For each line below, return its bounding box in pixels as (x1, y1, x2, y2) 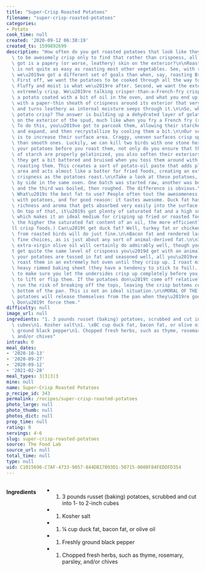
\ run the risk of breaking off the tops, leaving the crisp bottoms (12, 282, 192, 288)
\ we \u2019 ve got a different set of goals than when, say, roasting (12, 72, 192, 78)
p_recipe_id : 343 (6, 390, 51, 397)
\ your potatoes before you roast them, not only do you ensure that (12, 145, 192, 152)
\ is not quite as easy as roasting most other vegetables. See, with (12, 65, 195, 72)
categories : (6, 20, 37, 26)
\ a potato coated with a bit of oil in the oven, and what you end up (12, 94, 198, 100)
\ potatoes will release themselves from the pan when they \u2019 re (12, 293, 190, 300)
